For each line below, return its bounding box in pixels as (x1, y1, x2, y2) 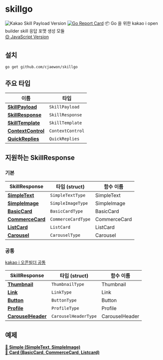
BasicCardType (50, 209, 83, 214)
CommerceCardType (50, 217, 91, 222)
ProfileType (51, 305, 80, 311)
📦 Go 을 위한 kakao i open (105, 20, 158, 26)
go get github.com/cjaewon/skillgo (5, 64, 78, 69)
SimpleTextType (50, 193, 86, 198)
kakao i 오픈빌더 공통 (5, 259, 46, 266)
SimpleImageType (50, 200, 88, 206)
